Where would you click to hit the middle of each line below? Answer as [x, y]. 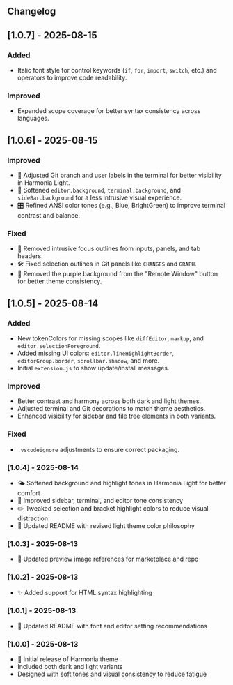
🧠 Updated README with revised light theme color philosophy [106, 525]
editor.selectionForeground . [59, 346]
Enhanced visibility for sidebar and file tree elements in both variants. [116, 416]
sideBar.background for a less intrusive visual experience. [99, 197]
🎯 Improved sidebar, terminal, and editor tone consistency [100, 500]
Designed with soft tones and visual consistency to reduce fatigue [112, 674]
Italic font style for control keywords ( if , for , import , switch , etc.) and [117, 70]
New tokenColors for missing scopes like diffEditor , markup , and [110, 338]
